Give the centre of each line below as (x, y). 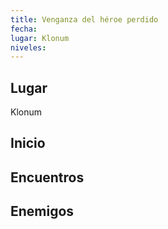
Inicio (28, 143)
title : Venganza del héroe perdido (84, 19)
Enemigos (42, 211)
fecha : (24, 29)
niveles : (28, 47)
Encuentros (47, 177)
